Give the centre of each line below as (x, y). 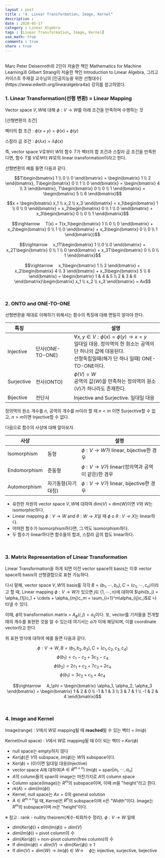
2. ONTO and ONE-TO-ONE (38, 303)
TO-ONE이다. (89, 366)
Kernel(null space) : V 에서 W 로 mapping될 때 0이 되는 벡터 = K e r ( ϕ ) (72, 740)
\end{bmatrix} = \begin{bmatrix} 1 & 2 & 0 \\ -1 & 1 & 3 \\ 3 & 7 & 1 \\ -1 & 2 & (82, 691)
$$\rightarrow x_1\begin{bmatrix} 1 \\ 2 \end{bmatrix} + (82, 265)
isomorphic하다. (28, 510)
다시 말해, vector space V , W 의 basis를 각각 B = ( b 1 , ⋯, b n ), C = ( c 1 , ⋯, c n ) (78, 586)
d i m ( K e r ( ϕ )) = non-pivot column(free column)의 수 (63, 839)
